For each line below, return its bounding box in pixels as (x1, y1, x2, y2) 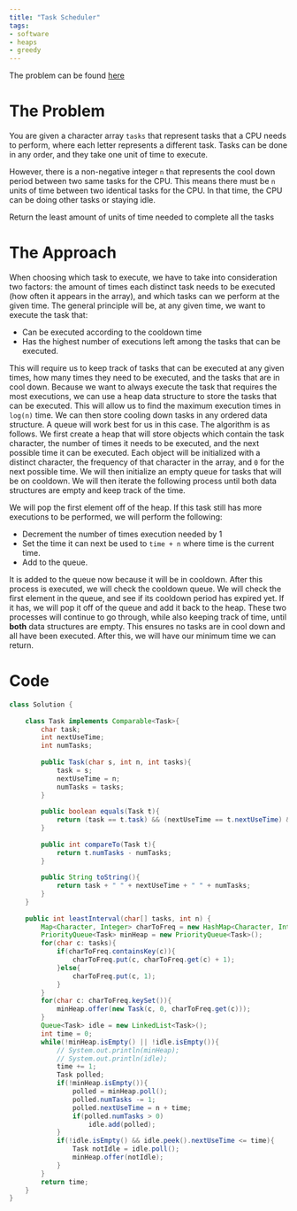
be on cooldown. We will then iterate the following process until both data (9, 475, 277, 486)
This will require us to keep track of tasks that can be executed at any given (9, 363, 285, 373)
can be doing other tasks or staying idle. (9, 195, 156, 205)
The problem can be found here (9, 70, 126, 81)
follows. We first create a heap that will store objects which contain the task (9, 428, 285, 439)
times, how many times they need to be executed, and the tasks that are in (9, 373, 280, 382)
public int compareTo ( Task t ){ (41, 840, 156, 849)
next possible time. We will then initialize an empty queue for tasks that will (9, 467, 282, 476)
